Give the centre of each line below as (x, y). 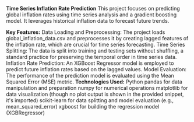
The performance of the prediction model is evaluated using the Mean (90, 76)
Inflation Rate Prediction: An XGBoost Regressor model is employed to (90, 63)
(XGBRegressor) (26, 113)
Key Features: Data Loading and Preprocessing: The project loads (86, 32)
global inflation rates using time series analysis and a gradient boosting (91, 15)
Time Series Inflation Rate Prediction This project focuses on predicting (93, 8)
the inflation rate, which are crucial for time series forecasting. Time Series (96, 44)
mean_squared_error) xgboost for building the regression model (83, 107)
